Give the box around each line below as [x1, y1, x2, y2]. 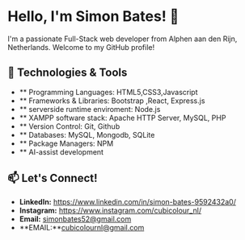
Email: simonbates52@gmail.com [19, 213, 132, 224]
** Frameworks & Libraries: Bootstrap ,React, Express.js [19, 96, 205, 106]
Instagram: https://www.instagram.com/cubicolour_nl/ [19, 205, 202, 215]
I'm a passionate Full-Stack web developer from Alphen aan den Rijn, [7, 34, 238, 43]
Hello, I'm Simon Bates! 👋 [7, 7, 180, 26]
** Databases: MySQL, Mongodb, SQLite [19, 130, 155, 139]
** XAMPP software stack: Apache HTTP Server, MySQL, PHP [19, 113, 226, 122]
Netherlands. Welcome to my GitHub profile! [7, 42, 155, 52]
